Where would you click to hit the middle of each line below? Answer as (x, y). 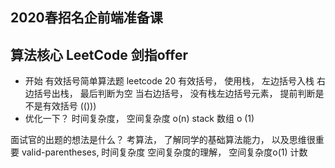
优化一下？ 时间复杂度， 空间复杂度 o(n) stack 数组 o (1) (139, 119)
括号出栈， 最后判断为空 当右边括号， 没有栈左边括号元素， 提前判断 (174, 94)
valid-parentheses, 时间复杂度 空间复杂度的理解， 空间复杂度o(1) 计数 (164, 152)
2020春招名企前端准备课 (86, 18)
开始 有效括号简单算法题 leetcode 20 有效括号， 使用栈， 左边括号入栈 (169, 81)
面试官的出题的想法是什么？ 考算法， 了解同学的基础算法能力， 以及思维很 (163, 140)
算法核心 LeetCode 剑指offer (99, 54)
